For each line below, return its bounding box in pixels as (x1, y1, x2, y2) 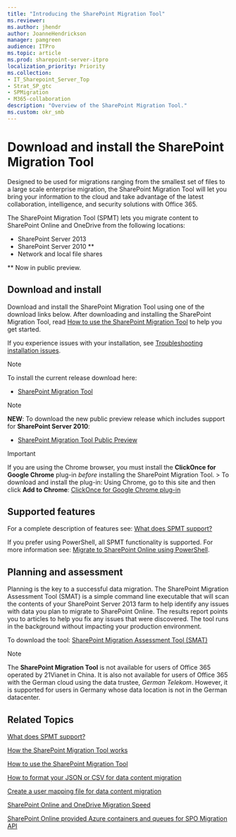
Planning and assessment (7, 566, 123, 578)
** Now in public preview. (7, 263, 81, 271)
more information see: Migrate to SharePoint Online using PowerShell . (7, 546, 210, 554)
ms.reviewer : (7, 17, 46, 24)
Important (7, 449, 36, 458)
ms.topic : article (7, 50, 61, 57)
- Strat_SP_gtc (7, 83, 52, 90)
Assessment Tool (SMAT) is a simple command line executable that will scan (7, 592, 229, 601)
